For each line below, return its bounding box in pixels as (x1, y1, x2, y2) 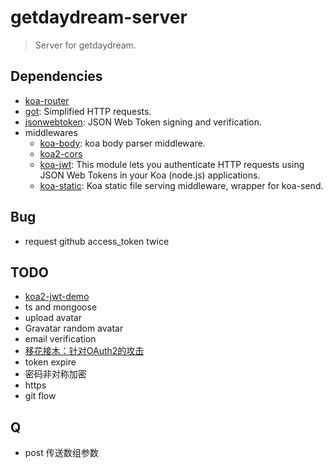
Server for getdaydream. (34, 39, 137, 51)
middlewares (24, 126, 78, 138)
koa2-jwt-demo (24, 291, 90, 303)
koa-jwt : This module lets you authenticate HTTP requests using (39, 158, 305, 170)
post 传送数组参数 (24, 447, 99, 459)
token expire (24, 356, 77, 368)
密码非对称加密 (24, 368, 87, 380)
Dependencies (10, 68, 103, 85)
